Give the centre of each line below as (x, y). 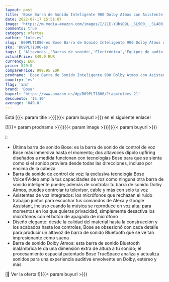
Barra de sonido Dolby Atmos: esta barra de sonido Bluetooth (76, 243)
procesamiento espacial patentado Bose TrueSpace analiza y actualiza (86, 254)
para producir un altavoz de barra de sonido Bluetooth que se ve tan (83, 233)
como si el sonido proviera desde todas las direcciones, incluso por (82, 163)
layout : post (19, 10)
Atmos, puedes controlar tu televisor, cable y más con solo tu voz (80, 190)
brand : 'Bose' (20, 89)
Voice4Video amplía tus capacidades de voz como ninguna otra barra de (88, 179)
